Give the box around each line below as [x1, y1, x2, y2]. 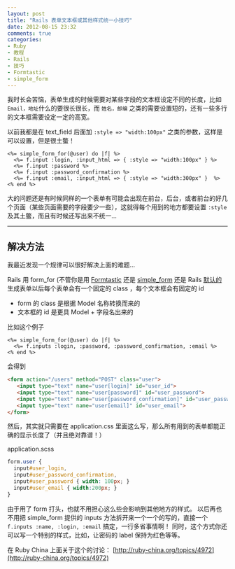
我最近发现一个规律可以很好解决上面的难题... [7, 260, 136, 269]
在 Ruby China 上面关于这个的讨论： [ [7, 545, 115, 554]
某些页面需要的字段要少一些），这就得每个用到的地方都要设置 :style [31, 203, 227, 211]
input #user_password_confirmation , [13, 472, 117, 479]
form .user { [7, 458, 42, 465]
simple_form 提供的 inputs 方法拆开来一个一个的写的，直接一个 [27, 513, 208, 521]
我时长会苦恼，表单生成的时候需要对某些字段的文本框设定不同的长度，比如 [7, 95, 222, 104]
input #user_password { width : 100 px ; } [13, 478, 130, 485]
